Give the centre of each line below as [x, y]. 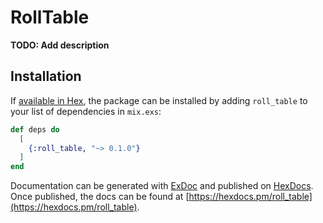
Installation [46, 76]
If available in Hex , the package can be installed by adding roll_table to [159, 100]
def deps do [35, 129]
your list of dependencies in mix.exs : [86, 111]
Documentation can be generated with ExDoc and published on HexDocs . [162, 186]
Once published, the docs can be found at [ [100, 197]
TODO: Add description [60, 45]
